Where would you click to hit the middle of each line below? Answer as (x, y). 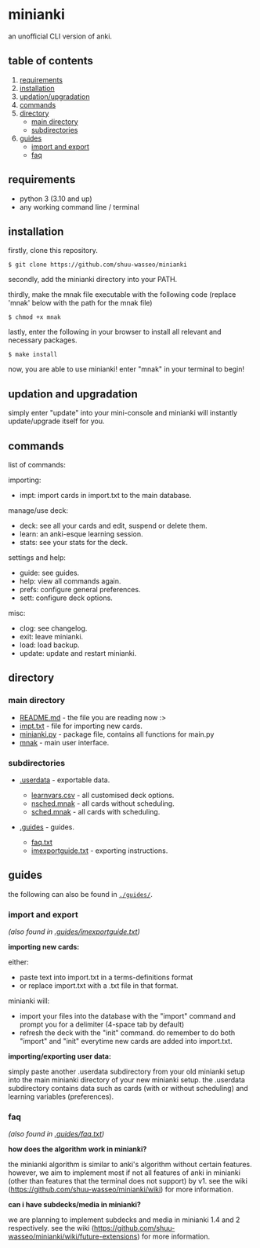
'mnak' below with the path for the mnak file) (80, 303)
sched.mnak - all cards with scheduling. (96, 811)
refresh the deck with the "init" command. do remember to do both (127, 1033)
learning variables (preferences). (61, 1096)
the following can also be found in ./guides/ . (80, 894)
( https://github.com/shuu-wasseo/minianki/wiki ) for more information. (121, 1189)
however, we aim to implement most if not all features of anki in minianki (125, 1173)
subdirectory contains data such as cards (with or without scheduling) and (128, 1089)
